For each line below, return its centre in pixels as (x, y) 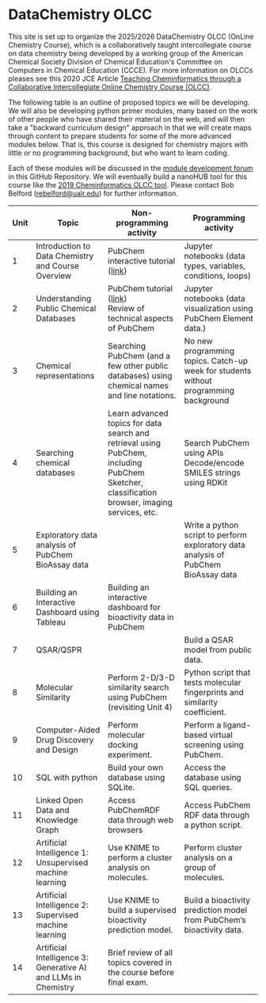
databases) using (140, 375)
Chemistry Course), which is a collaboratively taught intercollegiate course (130, 44)
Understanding (63, 298)
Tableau (50, 621)
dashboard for (134, 607)
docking (123, 744)
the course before (141, 972)
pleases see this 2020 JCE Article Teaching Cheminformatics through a (125, 78)
